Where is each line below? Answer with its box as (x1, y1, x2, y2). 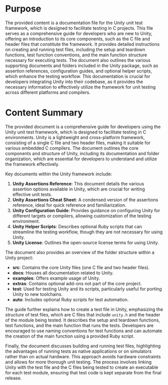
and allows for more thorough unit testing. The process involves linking (5, 359, 152, 365)
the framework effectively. (5, 161, 60, 167)
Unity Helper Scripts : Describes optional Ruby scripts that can (12, 223, 142, 229)
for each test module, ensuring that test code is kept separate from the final (5, 369, 161, 375)
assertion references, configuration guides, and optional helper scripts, (5, 68, 152, 74)
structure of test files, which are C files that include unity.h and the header (5, 311, 160, 317)
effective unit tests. (12, 191, 53, 197)
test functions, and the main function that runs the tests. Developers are (5, 322, 154, 328)
